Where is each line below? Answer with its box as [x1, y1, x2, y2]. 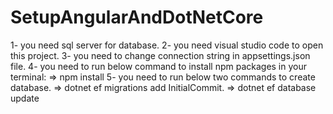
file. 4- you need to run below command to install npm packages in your [10, 60, 308, 72]
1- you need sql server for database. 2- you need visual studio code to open [10, 39, 324, 51]
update [10, 92, 40, 104]
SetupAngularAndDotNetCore [10, 6, 264, 29]
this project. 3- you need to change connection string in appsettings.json [10, 49, 311, 61]
